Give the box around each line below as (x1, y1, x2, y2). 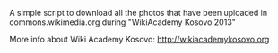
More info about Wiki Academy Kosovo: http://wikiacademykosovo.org (9, 34, 270, 44)
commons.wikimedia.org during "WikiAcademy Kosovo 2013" (9, 17, 236, 27)
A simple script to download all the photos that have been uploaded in (9, 8, 267, 18)
